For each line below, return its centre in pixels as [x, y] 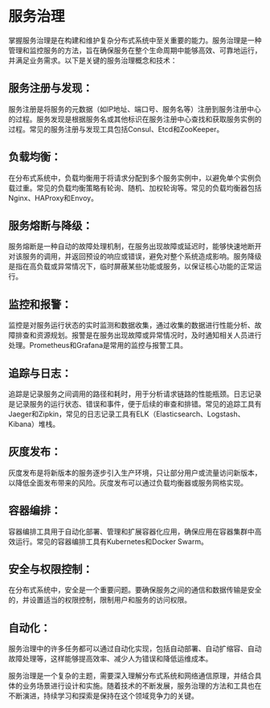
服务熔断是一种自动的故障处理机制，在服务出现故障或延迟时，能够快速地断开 [135, 247]
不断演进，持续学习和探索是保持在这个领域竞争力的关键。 [103, 696]
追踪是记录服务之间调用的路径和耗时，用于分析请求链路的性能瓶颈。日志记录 [135, 394]
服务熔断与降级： [51, 225]
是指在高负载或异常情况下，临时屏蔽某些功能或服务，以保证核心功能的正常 [131, 267]
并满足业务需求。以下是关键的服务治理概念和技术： [93, 60]
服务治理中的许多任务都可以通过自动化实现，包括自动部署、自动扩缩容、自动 [135, 649]
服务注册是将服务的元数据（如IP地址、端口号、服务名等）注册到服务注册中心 [135, 108]
